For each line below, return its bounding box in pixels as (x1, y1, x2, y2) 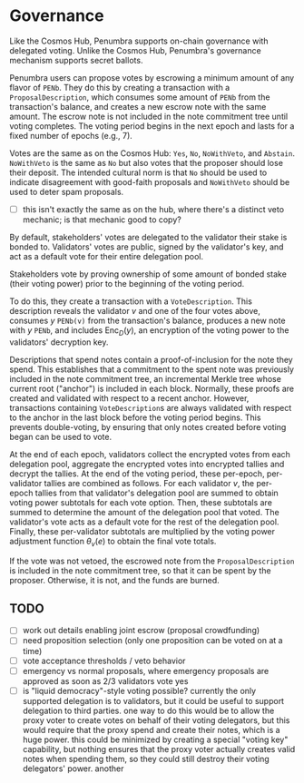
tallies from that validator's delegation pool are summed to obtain (34, 487, 279, 498)
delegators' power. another (22, 763, 124, 774)
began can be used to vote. (9, 431, 113, 442)
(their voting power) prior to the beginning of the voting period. (9, 279, 245, 289)
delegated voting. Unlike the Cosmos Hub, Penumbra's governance (9, 44, 261, 55)
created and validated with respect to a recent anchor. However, (9, 392, 250, 404)
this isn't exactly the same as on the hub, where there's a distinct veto (22, 203, 284, 214)
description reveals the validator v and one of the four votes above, (9, 306, 260, 316)
